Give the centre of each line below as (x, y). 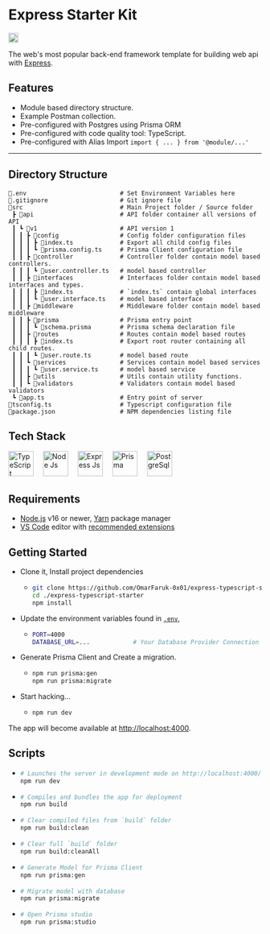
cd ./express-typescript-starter (88, 595)
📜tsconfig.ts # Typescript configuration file (120, 404)
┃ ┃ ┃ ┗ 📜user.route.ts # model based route (100, 355)
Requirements (44, 499)
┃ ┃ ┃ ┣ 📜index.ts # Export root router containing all (129, 341)
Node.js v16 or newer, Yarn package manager (95, 519)
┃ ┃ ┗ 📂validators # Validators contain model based (123, 383)
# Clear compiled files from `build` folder (96, 820)
